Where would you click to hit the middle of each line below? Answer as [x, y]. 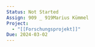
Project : [17, 23]
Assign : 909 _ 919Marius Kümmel [47, 18]
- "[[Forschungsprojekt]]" [46, 29]
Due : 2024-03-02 [27, 35]
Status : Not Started [33, 12]
